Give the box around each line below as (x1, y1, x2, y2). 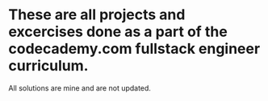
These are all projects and (8, 6, 186, 24)
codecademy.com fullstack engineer (8, 40, 261, 58)
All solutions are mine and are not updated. (8, 83, 152, 93)
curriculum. (8, 57, 89, 75)
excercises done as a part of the (8, 22, 228, 41)
